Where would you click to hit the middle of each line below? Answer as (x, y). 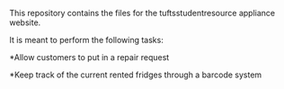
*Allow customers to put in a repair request (89, 57)
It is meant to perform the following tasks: (86, 40)
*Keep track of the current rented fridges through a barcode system (136, 75)
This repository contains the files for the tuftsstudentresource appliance (142, 13)
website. (25, 22)
